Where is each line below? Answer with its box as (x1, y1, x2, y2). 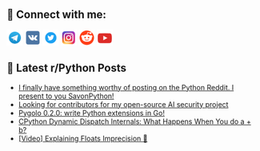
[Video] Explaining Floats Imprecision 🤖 (18, 133, 148, 143)
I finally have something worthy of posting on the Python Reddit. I (18, 82, 234, 92)
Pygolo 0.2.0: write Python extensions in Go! (18, 108, 165, 117)
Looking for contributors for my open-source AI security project (18, 99, 229, 109)
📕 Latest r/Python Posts (6, 62, 127, 75)
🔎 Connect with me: (6, 8, 106, 22)
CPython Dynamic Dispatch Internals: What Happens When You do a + (18, 117, 252, 126)
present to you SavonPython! (18, 91, 114, 101)
